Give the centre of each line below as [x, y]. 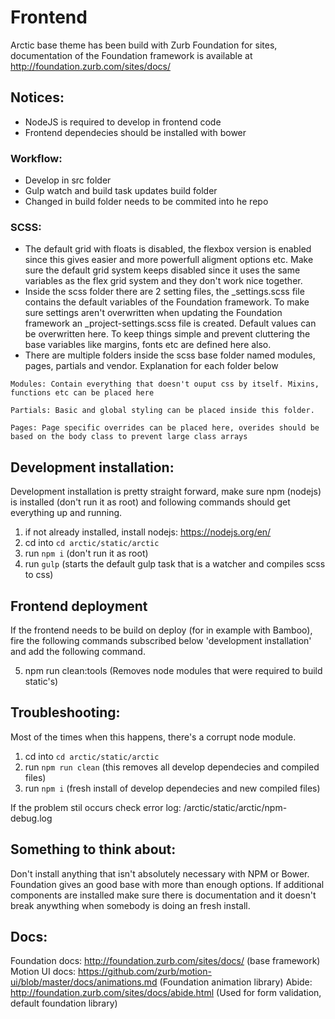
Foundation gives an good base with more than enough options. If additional [167, 884]
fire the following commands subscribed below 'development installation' [161, 640]
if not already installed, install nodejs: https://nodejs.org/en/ [148, 532]
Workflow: [36, 158]
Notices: [37, 97]
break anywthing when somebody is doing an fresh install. [130, 905]
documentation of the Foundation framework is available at [131, 55]
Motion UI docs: [43, 972]
